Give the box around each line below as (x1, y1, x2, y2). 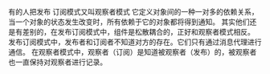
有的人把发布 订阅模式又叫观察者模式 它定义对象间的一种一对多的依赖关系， (8, 7, 259, 16)
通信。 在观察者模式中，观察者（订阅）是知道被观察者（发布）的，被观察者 (8, 47, 257, 56)
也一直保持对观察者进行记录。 (8, 57, 107, 67)
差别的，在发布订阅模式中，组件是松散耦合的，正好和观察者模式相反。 (22, 27, 255, 36)
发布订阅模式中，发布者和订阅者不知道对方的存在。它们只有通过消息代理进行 (8, 37, 262, 47)
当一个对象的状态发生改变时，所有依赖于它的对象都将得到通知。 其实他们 (8, 17, 250, 27)
